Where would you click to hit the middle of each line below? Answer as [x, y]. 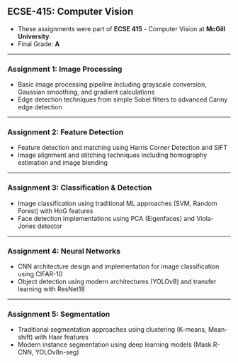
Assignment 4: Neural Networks [64, 251]
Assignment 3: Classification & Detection [80, 188]
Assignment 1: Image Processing [65, 69]
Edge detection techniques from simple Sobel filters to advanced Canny [123, 99]
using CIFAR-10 [40, 274]
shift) [25, 337]
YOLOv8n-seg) [57, 352]
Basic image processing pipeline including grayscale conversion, [112, 85]
